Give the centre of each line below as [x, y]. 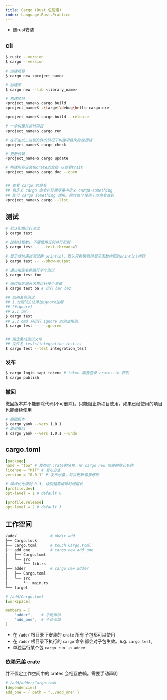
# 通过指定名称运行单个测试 [30, 270]
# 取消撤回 [15, 429]
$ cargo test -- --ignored [33, 326]
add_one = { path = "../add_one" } [43, 693]
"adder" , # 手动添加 [38, 615]
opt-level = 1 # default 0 [33, 493]
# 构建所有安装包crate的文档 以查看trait [44, 168]
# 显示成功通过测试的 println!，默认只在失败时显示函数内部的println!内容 [75, 256]
